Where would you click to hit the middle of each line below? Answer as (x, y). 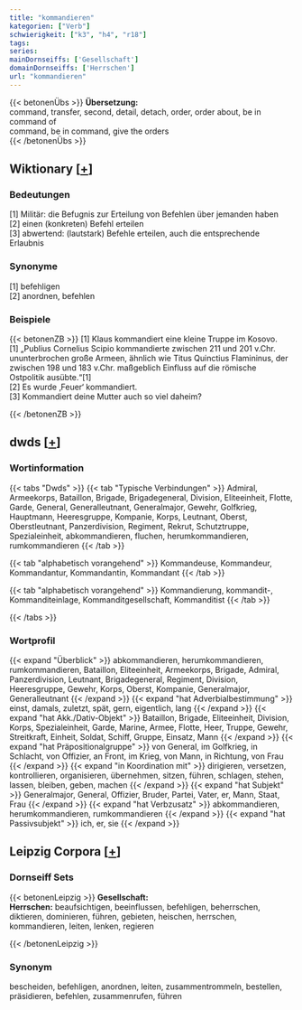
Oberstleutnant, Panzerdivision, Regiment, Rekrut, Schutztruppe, (129, 526)
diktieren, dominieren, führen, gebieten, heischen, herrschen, (123, 916)
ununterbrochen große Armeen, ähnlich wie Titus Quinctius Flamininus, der (149, 359)
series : (24, 51)
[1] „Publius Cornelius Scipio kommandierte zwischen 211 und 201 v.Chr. (143, 349)
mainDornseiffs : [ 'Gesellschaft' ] (74, 60)
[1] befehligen (35, 286)
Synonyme (34, 267)
